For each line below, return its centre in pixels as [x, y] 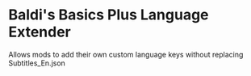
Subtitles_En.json [37, 63]
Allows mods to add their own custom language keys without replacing [126, 54]
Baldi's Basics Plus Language [109, 15]
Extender [40, 32]
